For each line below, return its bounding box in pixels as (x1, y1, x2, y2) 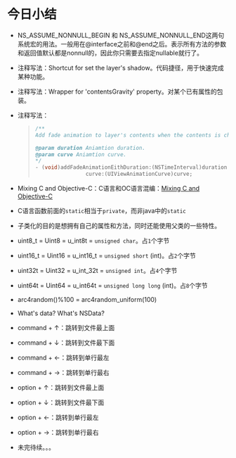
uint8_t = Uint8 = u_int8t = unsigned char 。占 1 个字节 (17, 236, 170, 245)
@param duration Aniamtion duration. (34, 144, 146, 151)
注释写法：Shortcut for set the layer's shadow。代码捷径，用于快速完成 (17, 63, 224, 72)
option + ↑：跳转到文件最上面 (17, 383, 105, 392)
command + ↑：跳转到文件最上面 (17, 324, 115, 332)
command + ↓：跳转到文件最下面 (17, 338, 115, 347)
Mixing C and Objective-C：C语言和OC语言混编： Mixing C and (17, 184, 200, 193)
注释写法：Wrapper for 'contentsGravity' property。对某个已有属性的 (17, 87, 217, 96)
